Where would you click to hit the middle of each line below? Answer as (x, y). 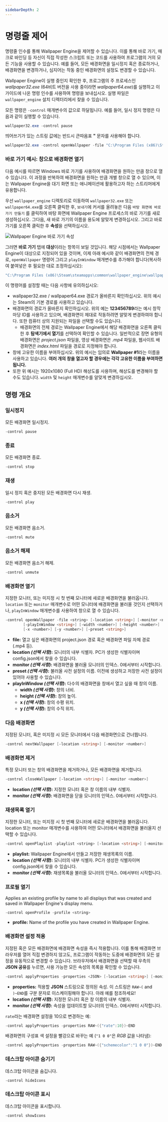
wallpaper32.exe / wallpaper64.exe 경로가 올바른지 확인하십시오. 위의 (82, 296)
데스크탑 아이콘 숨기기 (30, 1059)
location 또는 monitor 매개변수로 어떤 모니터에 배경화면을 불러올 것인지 (75, 604)
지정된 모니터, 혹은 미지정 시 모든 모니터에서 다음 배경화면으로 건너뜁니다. (76, 734)
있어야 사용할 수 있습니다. (37, 677)
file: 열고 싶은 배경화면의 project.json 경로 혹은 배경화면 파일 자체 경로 (81, 639)
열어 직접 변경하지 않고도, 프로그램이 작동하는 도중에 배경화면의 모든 (88, 954)
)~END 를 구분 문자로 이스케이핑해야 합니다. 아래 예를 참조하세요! (74, 993)
